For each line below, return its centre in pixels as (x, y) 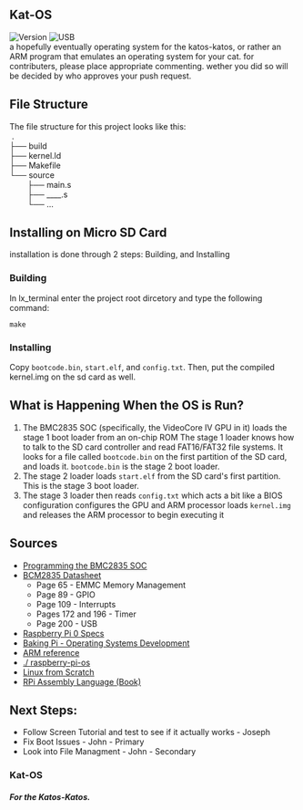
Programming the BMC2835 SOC (85, 566)
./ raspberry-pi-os (56, 662)
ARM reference (51, 652)
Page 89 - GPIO (66, 594)
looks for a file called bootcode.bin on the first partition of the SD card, (155, 456)
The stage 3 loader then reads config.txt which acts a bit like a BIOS (152, 495)
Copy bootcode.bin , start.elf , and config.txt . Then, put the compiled (142, 368)
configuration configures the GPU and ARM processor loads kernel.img (157, 504)
